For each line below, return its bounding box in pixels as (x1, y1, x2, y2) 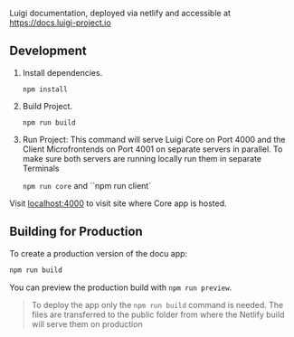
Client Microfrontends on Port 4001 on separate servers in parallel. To (22, 144, 283, 154)
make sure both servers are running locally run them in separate (22, 153, 262, 164)
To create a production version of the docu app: (9, 248, 188, 258)
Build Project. (22, 100, 73, 111)
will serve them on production (31, 318, 143, 329)
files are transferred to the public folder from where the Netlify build (31, 309, 285, 320)
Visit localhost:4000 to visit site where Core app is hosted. (9, 198, 228, 209)
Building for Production (9, 224, 143, 239)
